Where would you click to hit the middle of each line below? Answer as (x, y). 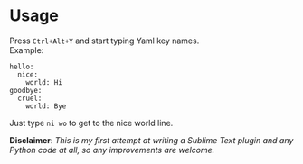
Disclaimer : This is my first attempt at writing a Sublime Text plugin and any (151, 140)
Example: (27, 50)
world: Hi (44, 82)
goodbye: (26, 90)
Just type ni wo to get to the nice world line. (91, 123)
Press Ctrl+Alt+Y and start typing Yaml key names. (104, 41)
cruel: (30, 98)
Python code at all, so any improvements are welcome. (112, 150)
